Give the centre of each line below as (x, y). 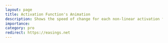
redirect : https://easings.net (38, 33)
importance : (17, 23)
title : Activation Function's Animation (48, 14)
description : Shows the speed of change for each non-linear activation (82, 19)
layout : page (19, 10)
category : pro (20, 28)
